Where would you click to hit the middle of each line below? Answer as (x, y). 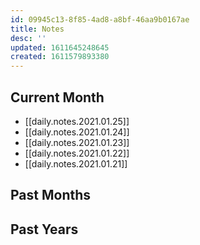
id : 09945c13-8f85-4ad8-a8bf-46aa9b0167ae (100, 19)
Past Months (51, 195)
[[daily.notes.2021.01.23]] (77, 142)
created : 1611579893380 (60, 57)
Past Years (44, 229)
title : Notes (37, 29)
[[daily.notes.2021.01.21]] (76, 163)
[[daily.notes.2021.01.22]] (77, 153)
